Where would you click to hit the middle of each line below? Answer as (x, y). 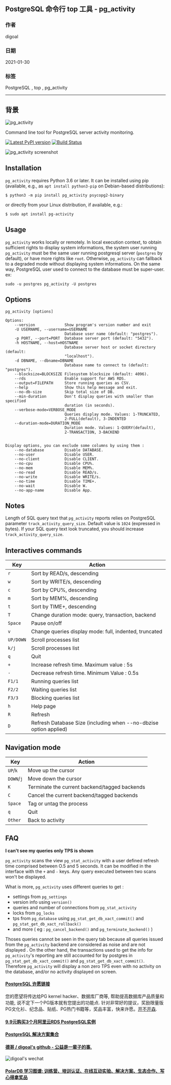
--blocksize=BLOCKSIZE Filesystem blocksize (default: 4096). (82, 374)
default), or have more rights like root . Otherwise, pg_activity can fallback (84, 258)
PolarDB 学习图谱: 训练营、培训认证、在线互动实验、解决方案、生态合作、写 (85, 1071)
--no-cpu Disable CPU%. (54, 463)
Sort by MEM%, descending (65, 598)
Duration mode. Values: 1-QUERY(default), (110, 428)
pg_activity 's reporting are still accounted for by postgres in (69, 955)
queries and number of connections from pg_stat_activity (75, 907)
